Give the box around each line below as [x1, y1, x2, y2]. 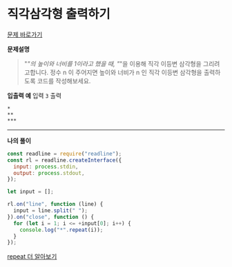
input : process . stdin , [13, 163, 79, 170]
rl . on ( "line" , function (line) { [7, 201, 104, 208]
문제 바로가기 [7, 30, 43, 39]
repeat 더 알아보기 [7, 253, 57, 261]
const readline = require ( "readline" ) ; [7, 150, 122, 157]
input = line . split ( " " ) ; [13, 207, 88, 214]
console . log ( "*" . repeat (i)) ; [19, 226, 104, 233]
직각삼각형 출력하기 [7, 6, 110, 22]
